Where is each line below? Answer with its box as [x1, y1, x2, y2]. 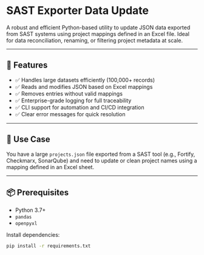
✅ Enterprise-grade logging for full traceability [15, 97, 132, 104]
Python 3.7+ [15, 206, 46, 214]
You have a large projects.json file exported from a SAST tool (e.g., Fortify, [6, 150, 195, 158]
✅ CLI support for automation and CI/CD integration [15, 103, 144, 111]
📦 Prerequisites [6, 187, 69, 198]
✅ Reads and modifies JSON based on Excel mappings [15, 83, 153, 90]
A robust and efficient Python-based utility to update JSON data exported [6, 24, 191, 31]
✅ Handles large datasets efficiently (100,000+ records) [15, 76, 155, 83]
